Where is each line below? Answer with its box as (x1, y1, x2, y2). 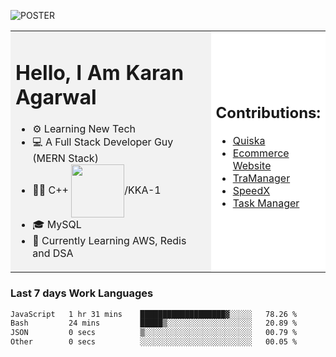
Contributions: (215, 103, 321, 122)
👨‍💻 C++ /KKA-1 (32, 183, 162, 197)
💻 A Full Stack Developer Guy (32, 135, 174, 149)
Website (232, 158, 272, 172)
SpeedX (232, 183, 271, 197)
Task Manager (232, 196, 300, 210)
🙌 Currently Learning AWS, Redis (32, 234, 187, 248)
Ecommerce (232, 146, 290, 160)
